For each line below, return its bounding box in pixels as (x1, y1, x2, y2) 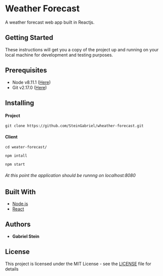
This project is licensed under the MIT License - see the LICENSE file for (5, 261, 151, 267)
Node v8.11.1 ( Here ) (12, 79, 51, 85)
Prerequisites (5, 66, 47, 74)
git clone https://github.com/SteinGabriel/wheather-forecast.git (5, 124, 144, 129)
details (5, 266, 19, 272)
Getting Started (5, 34, 54, 42)
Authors (5, 220, 31, 229)
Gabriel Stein (12, 233, 40, 239)
